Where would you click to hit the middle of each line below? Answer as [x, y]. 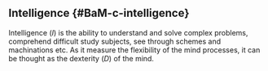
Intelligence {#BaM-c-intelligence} [99, 13]
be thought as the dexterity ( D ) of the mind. [81, 58]
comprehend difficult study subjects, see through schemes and [115, 41]
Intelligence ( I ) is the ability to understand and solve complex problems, [128, 32]
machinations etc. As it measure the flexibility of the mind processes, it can [134, 50]
